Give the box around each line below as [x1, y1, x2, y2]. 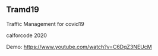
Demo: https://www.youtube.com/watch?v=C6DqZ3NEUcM [6, 43, 153, 50]
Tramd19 [6, 5, 40, 15]
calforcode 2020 [6, 32, 48, 39]
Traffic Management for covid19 [6, 20, 84, 27]
